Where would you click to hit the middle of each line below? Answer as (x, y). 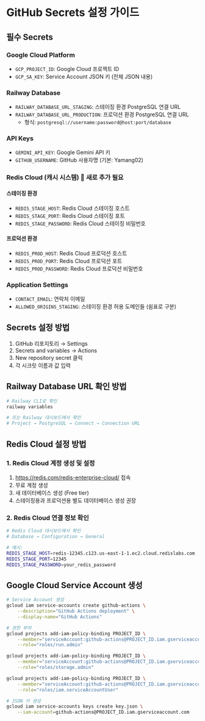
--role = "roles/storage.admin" (56, 668)
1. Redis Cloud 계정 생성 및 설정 (51, 463)
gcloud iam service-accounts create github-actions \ (76, 606)
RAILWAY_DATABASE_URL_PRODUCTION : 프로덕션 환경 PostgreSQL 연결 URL (102, 114)
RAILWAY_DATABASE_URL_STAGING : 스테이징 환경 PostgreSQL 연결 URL (98, 107)
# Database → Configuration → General (56, 537)
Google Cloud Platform (41, 54)
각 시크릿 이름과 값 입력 (43, 365)
